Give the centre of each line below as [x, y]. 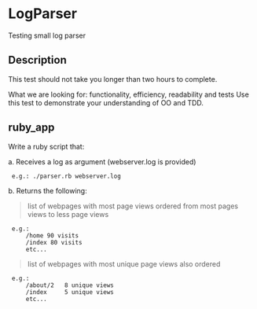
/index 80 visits [54, 242]
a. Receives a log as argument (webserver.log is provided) [102, 161]
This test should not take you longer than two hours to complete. [113, 79]
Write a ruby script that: [46, 146]
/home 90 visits [52, 235]
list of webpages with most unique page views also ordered [124, 263]
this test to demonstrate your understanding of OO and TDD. [106, 102]
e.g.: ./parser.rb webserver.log [66, 176]
